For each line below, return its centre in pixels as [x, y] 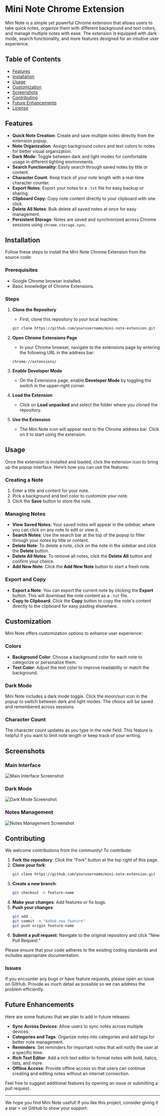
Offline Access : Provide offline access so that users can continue [79, 1068]
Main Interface [23, 765]
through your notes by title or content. [51, 540]
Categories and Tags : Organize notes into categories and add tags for [83, 1036]
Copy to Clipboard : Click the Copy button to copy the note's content [82, 601]
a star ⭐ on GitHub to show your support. [47, 1108]
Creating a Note [24, 480]
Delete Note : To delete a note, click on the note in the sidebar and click [84, 546]
